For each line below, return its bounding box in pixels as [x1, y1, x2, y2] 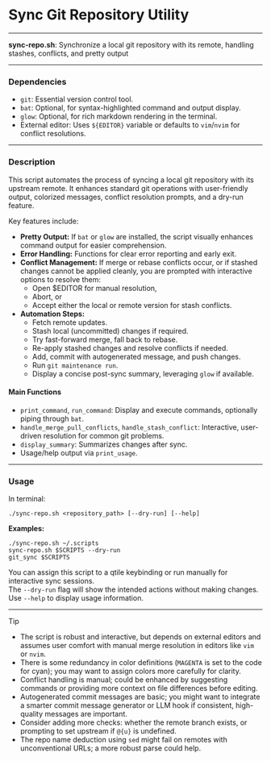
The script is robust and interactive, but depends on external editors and [19, 632, 261, 642]
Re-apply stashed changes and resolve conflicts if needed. [31, 343, 228, 352]
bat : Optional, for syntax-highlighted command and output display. [19, 103, 241, 113]
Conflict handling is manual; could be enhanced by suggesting [19, 675, 228, 684]
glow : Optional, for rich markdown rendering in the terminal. [19, 111, 218, 122]
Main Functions [8, 387, 62, 397]
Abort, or [31, 292, 62, 301]
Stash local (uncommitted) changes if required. [31, 326, 189, 335]
